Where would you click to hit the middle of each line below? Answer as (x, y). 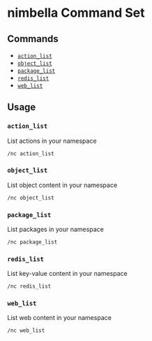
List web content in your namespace (59, 318)
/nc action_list (31, 153)
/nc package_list (32, 242)
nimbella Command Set (76, 13)
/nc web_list (26, 330)
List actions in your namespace (52, 141)
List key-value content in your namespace (67, 274)
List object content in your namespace (62, 185)
